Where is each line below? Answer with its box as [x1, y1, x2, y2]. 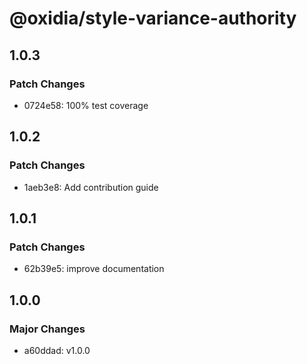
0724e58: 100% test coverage [23, 99, 149, 111]
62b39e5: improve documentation [23, 263, 165, 275]
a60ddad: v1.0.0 [23, 344, 91, 356]
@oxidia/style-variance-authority [9, 7, 297, 30]
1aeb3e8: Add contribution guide [23, 181, 159, 193]
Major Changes [9, 322, 86, 336]
